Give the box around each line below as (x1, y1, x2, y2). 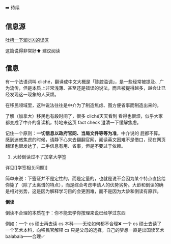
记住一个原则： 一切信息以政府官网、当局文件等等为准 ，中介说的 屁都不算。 (5, 130, 163, 136)
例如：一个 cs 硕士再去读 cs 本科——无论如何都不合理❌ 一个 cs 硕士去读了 (5, 221, 162, 227)
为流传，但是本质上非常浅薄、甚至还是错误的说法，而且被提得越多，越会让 (5, 85, 161, 91)
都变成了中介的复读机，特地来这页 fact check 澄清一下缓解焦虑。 (5, 119, 141, 125)
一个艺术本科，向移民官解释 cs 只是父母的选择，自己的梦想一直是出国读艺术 (5, 227, 164, 233)
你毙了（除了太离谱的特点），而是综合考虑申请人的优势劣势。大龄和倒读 (5, 181, 155, 187)
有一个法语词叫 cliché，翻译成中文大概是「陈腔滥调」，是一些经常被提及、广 (5, 78, 164, 85)
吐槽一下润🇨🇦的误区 (5, 37, 49, 43)
